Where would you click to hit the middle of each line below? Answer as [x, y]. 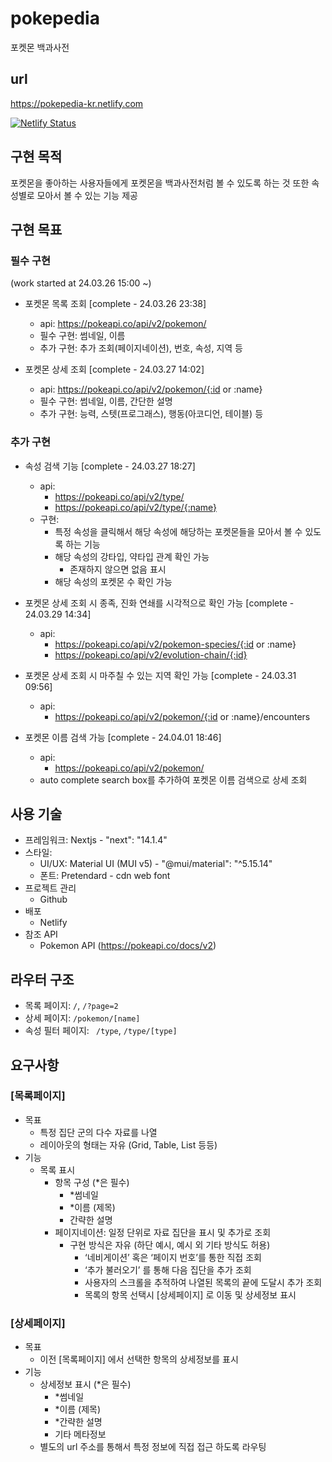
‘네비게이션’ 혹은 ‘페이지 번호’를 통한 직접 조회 [173, 1257]
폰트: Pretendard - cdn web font [105, 876]
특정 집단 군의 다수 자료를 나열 [98, 1132]
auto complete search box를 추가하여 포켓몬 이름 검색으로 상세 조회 [173, 779]
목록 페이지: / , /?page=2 [71, 1006]
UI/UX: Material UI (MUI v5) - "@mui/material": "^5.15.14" [156, 864]
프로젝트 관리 [50, 888]
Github [53, 899]
